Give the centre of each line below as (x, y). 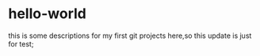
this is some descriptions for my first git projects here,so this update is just (130, 35)
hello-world (48, 14)
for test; (21, 43)
